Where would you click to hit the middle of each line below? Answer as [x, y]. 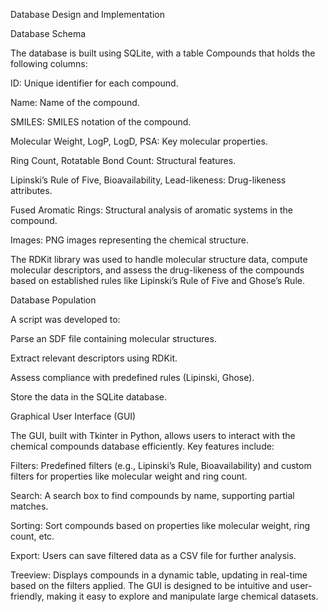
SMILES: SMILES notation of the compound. [101, 122]
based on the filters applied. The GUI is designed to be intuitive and [149, 585]
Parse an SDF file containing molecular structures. [113, 338]
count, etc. [32, 536]
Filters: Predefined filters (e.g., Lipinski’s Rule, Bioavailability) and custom [161, 465]
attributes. [31, 190]
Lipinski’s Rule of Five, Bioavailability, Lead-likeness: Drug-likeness [148, 180]
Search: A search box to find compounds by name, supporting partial [152, 495]
